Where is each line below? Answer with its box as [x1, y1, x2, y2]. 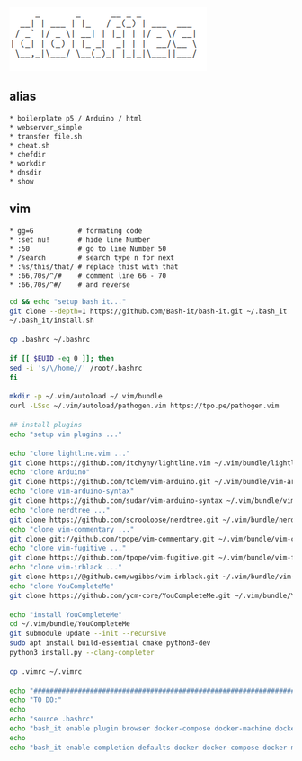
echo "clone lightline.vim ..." [9, 449, 130, 458]
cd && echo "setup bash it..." [9, 297, 127, 306]
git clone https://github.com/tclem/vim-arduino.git [9, 478, 211, 487]
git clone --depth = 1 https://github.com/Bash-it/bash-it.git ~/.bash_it [9, 307, 288, 316]
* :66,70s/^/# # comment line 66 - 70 [9, 271, 167, 281]
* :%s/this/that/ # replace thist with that [9, 262, 179, 272]
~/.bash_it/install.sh [9, 316, 94, 326]
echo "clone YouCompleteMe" [9, 581, 115, 591]
